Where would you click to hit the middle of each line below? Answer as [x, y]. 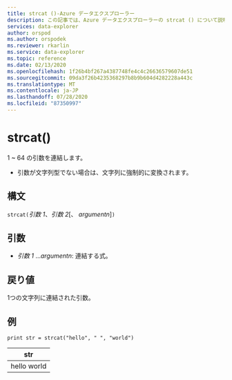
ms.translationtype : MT [41, 84]
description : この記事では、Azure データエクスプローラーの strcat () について [113, 20]
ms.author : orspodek [37, 39]
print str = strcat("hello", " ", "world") [71, 338]
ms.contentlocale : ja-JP [43, 91]
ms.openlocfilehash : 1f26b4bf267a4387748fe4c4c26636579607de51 [100, 71]
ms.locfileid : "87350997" [44, 104]
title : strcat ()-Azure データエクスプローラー [71, 13]
